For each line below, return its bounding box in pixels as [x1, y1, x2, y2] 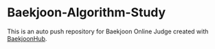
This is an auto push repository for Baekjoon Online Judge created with [7, 27, 209, 35]
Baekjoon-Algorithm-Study [7, 5, 166, 20]
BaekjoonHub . [7, 34, 47, 42]
